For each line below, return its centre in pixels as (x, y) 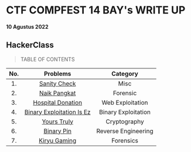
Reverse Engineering (125, 131)
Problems (57, 74)
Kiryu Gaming (58, 140)
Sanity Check (57, 84)
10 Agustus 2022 (27, 26)
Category (125, 74)
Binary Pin (58, 131)
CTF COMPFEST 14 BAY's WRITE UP (96, 10)
